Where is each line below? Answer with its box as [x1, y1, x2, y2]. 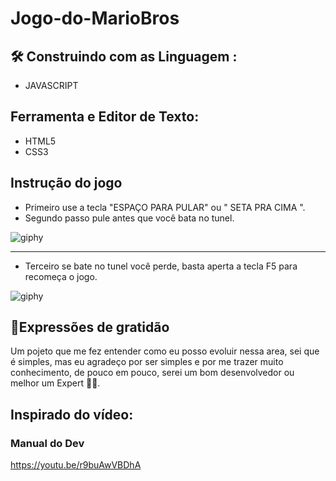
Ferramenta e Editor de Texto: [10, 108, 200, 126]
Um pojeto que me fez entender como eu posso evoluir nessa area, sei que [10, 345, 320, 357]
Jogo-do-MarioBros [10, 7, 180, 30]
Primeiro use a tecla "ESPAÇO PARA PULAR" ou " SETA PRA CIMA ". [24, 201, 306, 213]
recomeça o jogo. [24, 270, 98, 282]
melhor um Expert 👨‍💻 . [10, 377, 101, 389]
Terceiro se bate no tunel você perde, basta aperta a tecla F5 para [24, 260, 298, 272]
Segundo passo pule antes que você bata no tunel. [24, 212, 235, 224]
